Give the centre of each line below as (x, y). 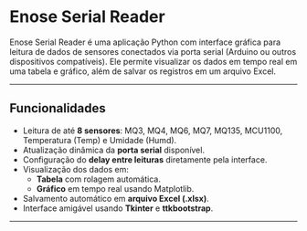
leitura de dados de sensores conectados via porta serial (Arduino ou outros (153, 51)
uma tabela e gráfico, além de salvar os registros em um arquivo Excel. (143, 71)
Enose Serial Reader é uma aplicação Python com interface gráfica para (145, 42)
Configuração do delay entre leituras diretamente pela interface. (145, 159)
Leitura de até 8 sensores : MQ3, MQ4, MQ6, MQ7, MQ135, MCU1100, (153, 131)
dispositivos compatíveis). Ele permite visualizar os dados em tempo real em (153, 61)
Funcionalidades (58, 108)
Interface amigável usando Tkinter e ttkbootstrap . (118, 208)
